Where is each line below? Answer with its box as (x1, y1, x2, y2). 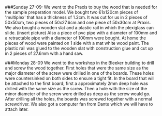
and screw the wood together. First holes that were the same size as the (5, 65, 149, 71)
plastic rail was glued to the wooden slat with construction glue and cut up (5, 46, 153, 51)
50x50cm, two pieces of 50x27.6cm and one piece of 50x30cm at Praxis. (5, 19, 151, 25)
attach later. (5, 106, 29, 112)
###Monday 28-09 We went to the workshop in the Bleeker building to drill (5, 60, 154, 66)
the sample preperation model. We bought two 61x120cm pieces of (5, 9, 139, 15)
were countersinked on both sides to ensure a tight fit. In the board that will (5, 75, 155, 81)
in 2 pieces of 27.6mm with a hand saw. (5, 50, 84, 56)
